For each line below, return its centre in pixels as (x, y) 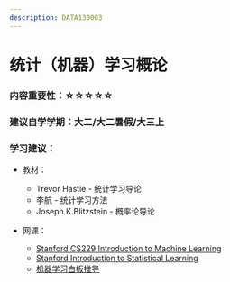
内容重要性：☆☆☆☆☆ (61, 96)
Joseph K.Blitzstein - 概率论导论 (95, 211)
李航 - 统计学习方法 (72, 200)
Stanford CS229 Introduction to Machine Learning (129, 248)
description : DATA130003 (56, 18)
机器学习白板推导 (68, 268)
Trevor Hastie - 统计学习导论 (89, 188)
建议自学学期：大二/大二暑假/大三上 (87, 122)
